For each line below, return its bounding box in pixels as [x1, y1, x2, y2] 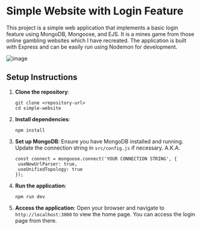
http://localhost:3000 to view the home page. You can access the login [14, 210, 196, 217]
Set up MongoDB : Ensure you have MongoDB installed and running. [14, 138, 184, 145]
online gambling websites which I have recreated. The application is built [6, 37, 187, 44]
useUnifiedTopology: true [17, 166, 83, 172]
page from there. [14, 217, 57, 224]
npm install [14, 127, 45, 133]
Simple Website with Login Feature [6, 4, 184, 18]
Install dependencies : [14, 115, 70, 123]
